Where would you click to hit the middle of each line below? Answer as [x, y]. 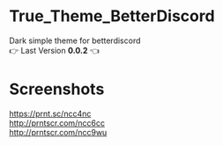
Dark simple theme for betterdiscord [75, 40]
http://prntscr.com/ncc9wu [58, 132]
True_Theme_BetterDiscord [112, 16]
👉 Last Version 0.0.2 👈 [54, 50]
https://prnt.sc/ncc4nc [50, 113]
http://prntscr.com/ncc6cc [57, 123]
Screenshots [57, 89]
